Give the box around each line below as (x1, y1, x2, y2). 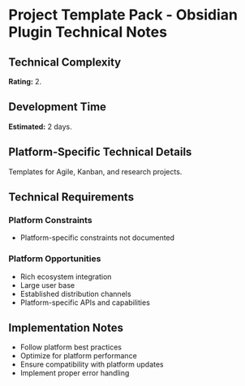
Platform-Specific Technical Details (8, 145, 192, 159)
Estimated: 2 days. (8, 122, 72, 131)
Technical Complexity (8, 55, 122, 69)
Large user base (19, 280, 75, 289)
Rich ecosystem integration (19, 272, 112, 281)
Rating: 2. (8, 77, 42, 86)
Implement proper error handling (19, 368, 130, 378)
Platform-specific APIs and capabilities (19, 298, 150, 307)
